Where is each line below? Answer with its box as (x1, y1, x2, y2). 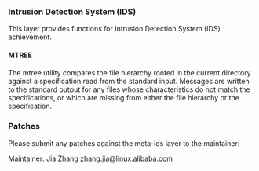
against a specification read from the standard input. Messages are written (8, 76, 250, 85)
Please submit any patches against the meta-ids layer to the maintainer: (8, 138, 240, 147)
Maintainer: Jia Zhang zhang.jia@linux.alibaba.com (8, 154, 173, 163)
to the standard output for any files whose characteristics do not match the (8, 85, 250, 94)
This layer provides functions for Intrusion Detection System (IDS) (8, 24, 221, 34)
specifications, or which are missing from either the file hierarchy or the (8, 93, 239, 102)
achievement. (8, 32, 53, 42)
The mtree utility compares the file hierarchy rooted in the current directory (8, 67, 251, 77)
